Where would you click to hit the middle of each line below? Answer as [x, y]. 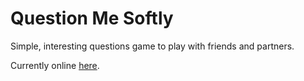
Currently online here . [55, 65]
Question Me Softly [92, 18]
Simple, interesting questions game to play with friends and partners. [152, 46]
